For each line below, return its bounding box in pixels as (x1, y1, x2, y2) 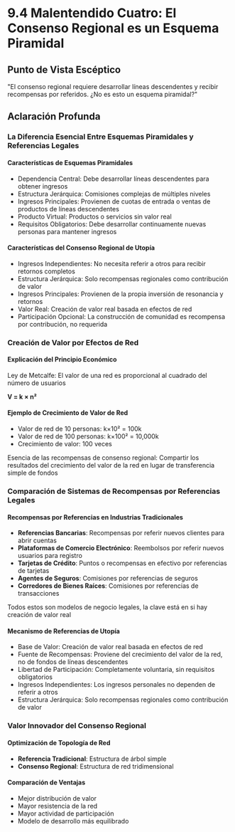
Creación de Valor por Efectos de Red (7, 337, 139, 347)
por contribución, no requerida (17, 320, 108, 328)
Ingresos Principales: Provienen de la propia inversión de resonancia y (17, 290, 224, 298)
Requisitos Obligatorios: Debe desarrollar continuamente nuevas (17, 219, 207, 228)
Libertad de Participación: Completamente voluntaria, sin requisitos (17, 665, 215, 674)
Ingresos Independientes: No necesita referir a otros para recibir (17, 259, 206, 268)
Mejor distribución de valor (17, 794, 97, 802)
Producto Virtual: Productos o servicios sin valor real (17, 212, 172, 221)
